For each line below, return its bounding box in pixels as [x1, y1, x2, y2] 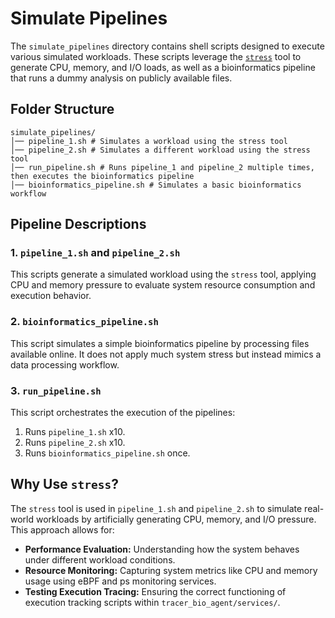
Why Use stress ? [10, 476, 119, 493]
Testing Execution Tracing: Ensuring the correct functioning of [24, 585, 287, 597]
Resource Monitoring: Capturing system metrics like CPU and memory [24, 564, 318, 576]
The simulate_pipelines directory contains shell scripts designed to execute [10, 40, 325, 52]
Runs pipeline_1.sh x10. [24, 426, 126, 438]
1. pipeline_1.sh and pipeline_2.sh [10, 246, 181, 260]
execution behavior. [10, 290, 92, 302]
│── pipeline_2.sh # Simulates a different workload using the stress [10, 145, 311, 155]
